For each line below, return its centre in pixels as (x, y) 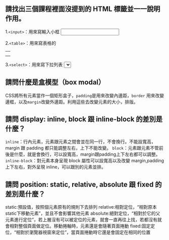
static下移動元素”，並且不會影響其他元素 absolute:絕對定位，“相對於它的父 (83, 213)
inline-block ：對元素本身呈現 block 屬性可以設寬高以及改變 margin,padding (85, 161)
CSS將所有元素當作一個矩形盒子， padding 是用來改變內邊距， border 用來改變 (85, 95)
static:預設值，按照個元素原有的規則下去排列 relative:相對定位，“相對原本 (81, 207)
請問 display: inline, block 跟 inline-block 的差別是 (84, 119)
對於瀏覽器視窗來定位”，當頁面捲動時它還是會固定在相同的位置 (86, 232)
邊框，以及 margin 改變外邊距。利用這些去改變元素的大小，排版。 (72, 102)
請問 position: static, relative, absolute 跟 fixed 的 (84, 184)
